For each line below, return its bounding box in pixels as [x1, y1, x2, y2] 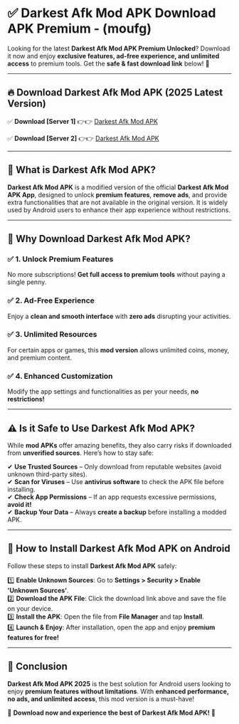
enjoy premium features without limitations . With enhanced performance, [7, 687, 229, 696]
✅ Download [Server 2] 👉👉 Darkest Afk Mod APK [7, 134, 159, 142]
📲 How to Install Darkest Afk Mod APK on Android [7, 542, 230, 555]
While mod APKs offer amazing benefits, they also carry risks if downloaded [7, 441, 233, 449]
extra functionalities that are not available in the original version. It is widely [7, 198, 228, 206]
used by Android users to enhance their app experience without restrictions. [7, 205, 231, 214]
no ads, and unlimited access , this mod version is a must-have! [7, 694, 194, 703]
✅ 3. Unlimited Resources [7, 330, 97, 340]
